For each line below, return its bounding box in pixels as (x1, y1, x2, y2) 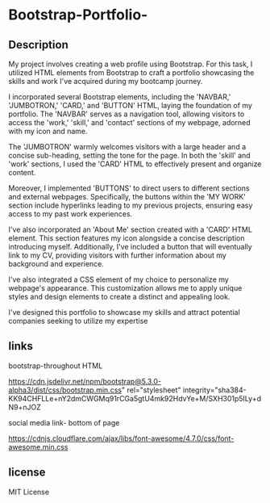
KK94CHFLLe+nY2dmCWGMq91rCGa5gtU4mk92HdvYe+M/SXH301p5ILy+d (8, 393, 262, 403)
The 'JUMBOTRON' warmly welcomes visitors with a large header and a (8, 142, 247, 151)
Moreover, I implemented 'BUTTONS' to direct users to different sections (8, 183, 250, 193)
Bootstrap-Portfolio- (8, 6, 148, 24)
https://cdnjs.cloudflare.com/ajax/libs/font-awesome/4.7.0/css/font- (8, 434, 235, 443)
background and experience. (8, 259, 105, 268)
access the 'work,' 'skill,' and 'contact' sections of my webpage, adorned (8, 118, 251, 127)
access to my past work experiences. (8, 209, 133, 219)
